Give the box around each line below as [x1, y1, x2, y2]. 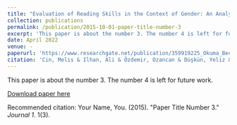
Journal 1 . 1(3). [7, 110, 51, 119]
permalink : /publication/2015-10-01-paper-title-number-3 [7, 23, 181, 30]
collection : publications [7, 17, 83, 24]
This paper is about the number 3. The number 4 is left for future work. [7, 76, 214, 84]
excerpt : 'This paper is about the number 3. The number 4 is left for [7, 30, 222, 37]
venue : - [7, 43, 33, 50]
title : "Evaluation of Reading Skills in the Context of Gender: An [7, 10, 213, 18]
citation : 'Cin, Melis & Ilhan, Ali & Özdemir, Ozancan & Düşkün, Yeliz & [7, 56, 232, 64]
